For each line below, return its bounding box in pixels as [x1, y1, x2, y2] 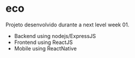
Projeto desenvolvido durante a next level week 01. [5, 21, 130, 28]
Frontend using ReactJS [14, 39, 73, 46]
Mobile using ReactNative [14, 45, 77, 52]
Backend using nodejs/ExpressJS [14, 32, 96, 39]
